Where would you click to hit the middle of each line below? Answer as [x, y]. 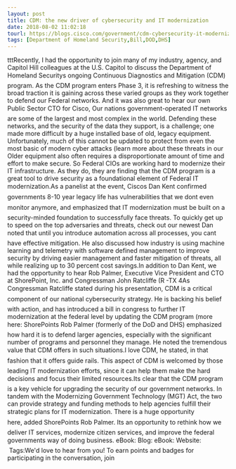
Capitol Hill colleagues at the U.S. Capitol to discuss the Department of [110, 68]
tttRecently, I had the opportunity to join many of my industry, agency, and [114, 60]
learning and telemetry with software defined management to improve [109, 251]
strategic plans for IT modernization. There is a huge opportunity [101, 412]
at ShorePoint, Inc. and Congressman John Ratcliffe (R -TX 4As [99, 281]
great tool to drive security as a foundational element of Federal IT [103, 179]
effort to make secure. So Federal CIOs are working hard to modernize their [117, 163]
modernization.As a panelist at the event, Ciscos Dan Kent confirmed [107, 187]
